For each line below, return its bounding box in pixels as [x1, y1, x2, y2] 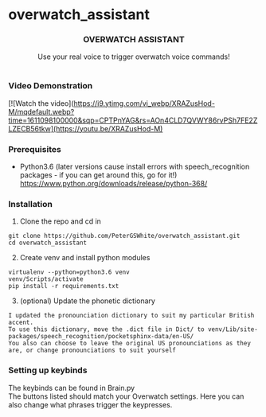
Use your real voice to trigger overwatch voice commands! [37, 52, 230, 61]
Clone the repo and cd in [19, 216, 102, 226]
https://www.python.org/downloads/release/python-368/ [19, 179, 208, 189]
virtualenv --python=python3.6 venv [8, 268, 130, 276]
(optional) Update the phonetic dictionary [19, 296, 155, 306]
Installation [8, 199, 53, 209]
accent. [8, 318, 34, 327]
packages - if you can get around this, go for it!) [19, 170, 178, 180]
